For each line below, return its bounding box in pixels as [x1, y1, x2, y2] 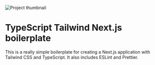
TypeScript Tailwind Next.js [5, 22, 122, 33]
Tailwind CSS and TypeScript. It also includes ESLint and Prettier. [5, 54, 139, 60]
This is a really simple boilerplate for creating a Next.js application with [5, 49, 151, 55]
